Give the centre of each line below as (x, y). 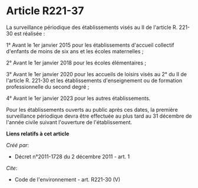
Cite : (12, 168)
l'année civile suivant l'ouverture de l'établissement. (69, 122)
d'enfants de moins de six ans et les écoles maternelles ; (75, 51)
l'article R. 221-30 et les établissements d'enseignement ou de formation (94, 80)
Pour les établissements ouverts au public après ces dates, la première (92, 109)
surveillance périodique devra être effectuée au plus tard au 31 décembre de (99, 116)
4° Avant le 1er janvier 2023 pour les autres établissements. (78, 98)
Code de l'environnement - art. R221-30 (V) (67, 179)
